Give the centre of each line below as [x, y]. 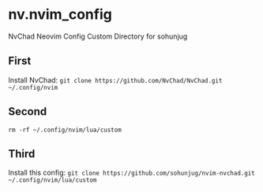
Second [28, 112]
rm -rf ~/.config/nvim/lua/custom [65, 130]
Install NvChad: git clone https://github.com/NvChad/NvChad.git [115, 79]
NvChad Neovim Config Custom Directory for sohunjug [98, 36]
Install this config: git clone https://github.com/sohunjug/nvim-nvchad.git [131, 173]
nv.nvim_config [60, 15]
